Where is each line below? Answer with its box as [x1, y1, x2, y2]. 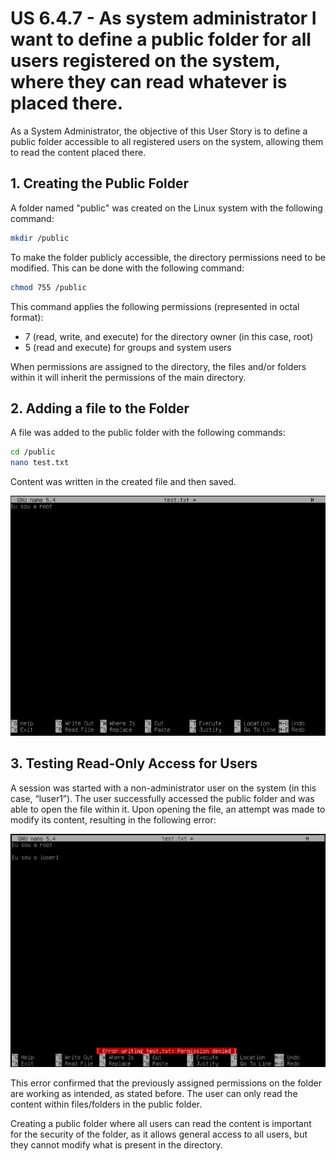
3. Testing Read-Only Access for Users [10, 755, 258, 772]
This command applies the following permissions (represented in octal [10, 300, 300, 312]
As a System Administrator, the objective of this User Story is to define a [10, 125, 308, 137]
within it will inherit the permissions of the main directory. [10, 371, 247, 383]
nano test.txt [10, 458, 70, 468]
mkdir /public [10, 233, 70, 243]
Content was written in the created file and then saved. [10, 476, 237, 488]
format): [10, 311, 44, 323]
